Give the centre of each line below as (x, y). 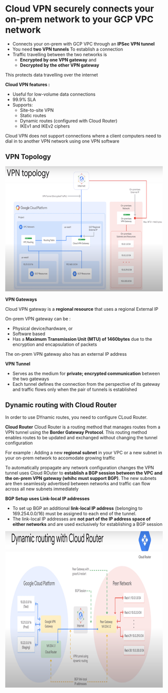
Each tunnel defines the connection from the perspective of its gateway (86, 384)
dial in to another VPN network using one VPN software (62, 141)
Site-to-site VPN (37, 110)
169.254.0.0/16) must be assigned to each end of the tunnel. (74, 513)
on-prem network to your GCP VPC (79, 19)
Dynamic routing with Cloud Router (61, 405)
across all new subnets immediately (42, 489)
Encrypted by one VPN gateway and (58, 60)
